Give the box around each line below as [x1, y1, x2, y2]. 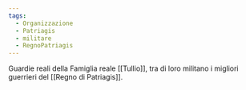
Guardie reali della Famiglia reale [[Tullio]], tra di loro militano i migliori [8, 63, 239, 73]
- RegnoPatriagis [15, 42, 74, 50]
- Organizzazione [15, 19, 74, 27]
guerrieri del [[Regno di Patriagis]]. [8, 72, 123, 82]
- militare [15, 34, 52, 43]
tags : [8, 11, 26, 20]
